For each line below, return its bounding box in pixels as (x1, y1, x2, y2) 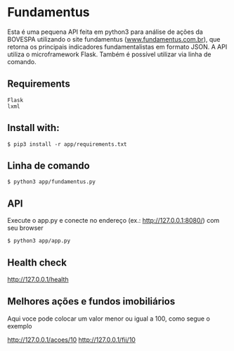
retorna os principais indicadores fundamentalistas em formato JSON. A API (7, 42, 228, 51)
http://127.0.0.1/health (7, 276, 69, 283)
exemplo (7, 321, 32, 330)
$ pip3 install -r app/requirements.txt (7, 140, 128, 148)
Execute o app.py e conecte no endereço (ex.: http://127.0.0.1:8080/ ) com (7, 216, 220, 225)
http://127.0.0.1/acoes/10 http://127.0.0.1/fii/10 (7, 335, 136, 344)
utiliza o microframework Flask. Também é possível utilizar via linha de (7, 50, 212, 58)
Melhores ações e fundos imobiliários (7, 295, 176, 307)
